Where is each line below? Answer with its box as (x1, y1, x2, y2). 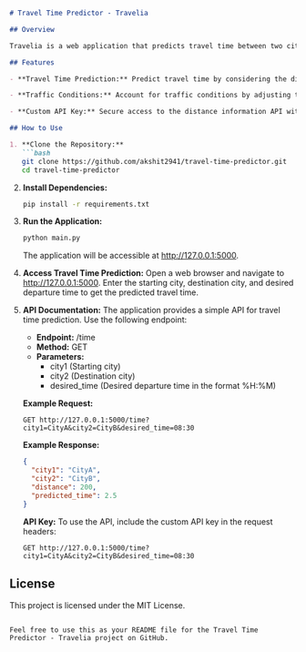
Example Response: (22, 440, 100, 451)
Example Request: (22, 398, 94, 409)
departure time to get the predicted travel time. (22, 287, 199, 298)
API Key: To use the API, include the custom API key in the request (22, 515, 273, 527)
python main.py (22, 233, 81, 243)
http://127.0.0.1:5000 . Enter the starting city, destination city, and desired (22, 278, 294, 289)
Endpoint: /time (36, 332, 96, 343)
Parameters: (36, 351, 85, 362)
